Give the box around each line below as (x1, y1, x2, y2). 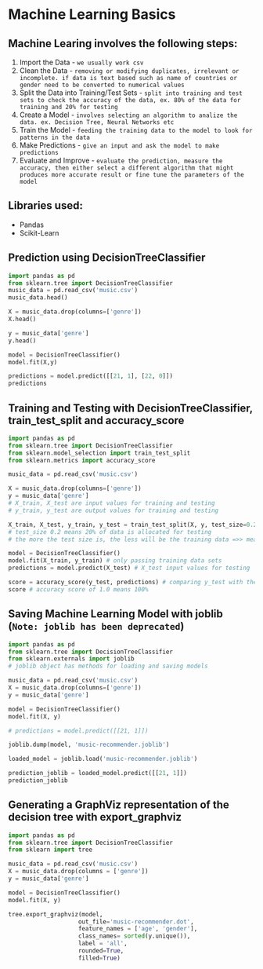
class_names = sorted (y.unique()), (77, 932, 191, 940)
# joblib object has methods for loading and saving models (8, 662, 209, 671)
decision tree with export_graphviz (8, 810, 182, 824)
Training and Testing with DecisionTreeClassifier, (8, 401, 253, 415)
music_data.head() (8, 294, 68, 302)
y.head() (8, 336, 37, 345)
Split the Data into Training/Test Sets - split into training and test (19, 88, 243, 97)
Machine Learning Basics (8, 5, 176, 24)
